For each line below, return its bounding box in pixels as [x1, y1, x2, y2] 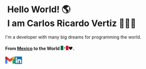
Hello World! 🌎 [7, 4, 71, 15]
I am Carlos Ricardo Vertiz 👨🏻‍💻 [7, 18, 137, 29]
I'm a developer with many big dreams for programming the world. [5, 34, 142, 40]
